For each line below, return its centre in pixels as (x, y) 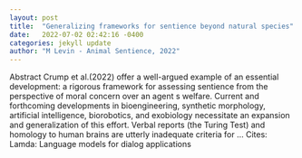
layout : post (34, 18)
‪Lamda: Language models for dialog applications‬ (101, 144)
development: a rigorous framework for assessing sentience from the (139, 87)
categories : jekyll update (60, 43)
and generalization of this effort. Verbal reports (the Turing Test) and (137, 125)
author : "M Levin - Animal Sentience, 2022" (95, 51)
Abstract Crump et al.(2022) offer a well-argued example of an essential (144, 77)
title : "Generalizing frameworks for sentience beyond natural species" (152, 26)
